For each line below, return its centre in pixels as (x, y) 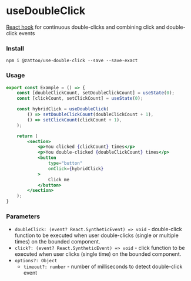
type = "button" (65, 163)
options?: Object (36, 261)
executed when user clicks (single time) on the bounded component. (98, 254)
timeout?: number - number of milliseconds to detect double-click (103, 267)
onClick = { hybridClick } (76, 168)
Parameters (23, 216)
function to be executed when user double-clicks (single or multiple (97, 235)
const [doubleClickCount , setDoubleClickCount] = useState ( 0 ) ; (96, 93)
